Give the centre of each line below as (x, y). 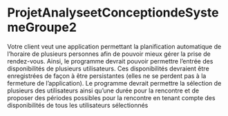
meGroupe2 (42, 27)
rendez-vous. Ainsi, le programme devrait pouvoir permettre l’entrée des (110, 61)
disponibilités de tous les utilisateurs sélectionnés (78, 105)
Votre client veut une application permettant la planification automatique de (114, 46)
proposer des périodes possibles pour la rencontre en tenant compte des (111, 97)
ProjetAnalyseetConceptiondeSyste (113, 13)
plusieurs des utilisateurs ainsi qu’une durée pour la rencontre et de (103, 90)
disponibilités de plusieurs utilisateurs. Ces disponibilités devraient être (108, 68)
